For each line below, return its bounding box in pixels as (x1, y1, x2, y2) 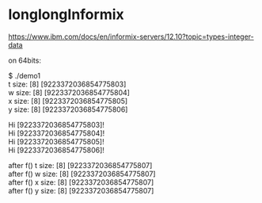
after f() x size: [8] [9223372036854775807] (8, 177, 154, 187)
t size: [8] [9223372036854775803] (8, 79, 127, 89)
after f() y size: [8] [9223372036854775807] (8, 186, 154, 195)
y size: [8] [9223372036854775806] (8, 105, 128, 114)
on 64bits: (8, 56, 42, 65)
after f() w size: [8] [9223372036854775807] (8, 169, 156, 178)
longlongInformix (8, 6, 124, 24)
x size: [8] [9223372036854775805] (8, 96, 128, 105)
